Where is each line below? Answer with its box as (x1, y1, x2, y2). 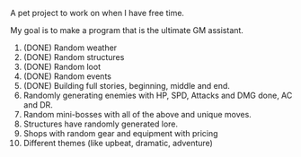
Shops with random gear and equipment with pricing (22, 128, 218, 138)
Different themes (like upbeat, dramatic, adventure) (22, 138, 214, 148)
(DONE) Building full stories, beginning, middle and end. (22, 81, 230, 91)
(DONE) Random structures (22, 52, 125, 62)
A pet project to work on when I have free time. (10, 8, 185, 18)
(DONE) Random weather (22, 42, 118, 53)
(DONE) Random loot (22, 62, 102, 72)
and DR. (22, 100, 53, 110)
